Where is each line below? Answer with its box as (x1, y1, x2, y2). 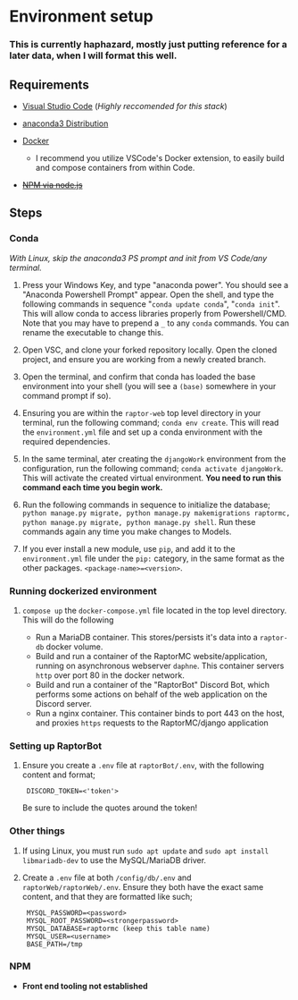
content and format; (21, 769, 96, 780)
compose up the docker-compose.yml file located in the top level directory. (21, 605, 287, 615)
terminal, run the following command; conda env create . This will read (21, 417, 279, 428)
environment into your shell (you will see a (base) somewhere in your (21, 380, 277, 391)
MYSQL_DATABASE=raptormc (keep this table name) (26, 924, 211, 933)
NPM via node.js (21, 179, 83, 190)
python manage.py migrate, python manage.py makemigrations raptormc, (21, 508, 291, 518)
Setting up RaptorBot (9, 740, 103, 752)
